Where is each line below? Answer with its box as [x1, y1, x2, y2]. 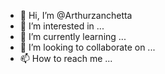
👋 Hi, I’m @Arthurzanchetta [19, 10, 133, 21]
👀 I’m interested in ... [19, 20, 105, 32]
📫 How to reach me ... [19, 53, 113, 64]
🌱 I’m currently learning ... [19, 31, 127, 42]
